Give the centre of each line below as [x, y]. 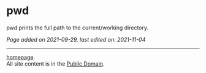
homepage [20, 57]
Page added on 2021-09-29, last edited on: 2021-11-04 [76, 39]
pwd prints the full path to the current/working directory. [78, 28]
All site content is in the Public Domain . [55, 63]
